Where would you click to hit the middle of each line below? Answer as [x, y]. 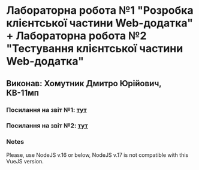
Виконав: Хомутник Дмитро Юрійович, [84, 84]
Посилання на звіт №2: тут [47, 126]
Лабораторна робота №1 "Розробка [100, 10]
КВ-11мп [22, 92]
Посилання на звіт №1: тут [46, 110]
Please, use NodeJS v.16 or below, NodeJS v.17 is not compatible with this [97, 155]
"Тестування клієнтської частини [95, 49]
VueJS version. [25, 161]
